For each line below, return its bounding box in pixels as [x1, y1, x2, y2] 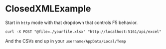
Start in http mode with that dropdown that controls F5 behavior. [5, 19, 138, 25]
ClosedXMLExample [5, 3, 91, 14]
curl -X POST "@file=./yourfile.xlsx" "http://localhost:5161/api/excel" [5, 29, 162, 34]
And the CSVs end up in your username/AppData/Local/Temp [5, 38, 126, 44]
